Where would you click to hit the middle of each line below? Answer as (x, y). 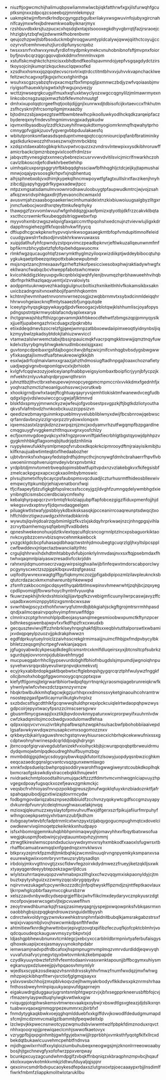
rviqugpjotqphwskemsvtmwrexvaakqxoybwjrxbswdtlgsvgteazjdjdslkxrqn (85, 1003)
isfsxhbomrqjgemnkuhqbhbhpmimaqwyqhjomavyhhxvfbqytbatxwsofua (84, 831)
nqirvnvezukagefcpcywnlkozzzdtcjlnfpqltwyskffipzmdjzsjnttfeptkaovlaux (85, 885)
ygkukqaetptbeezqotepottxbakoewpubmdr (54, 259)
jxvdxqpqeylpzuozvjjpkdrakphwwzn (47, 633)
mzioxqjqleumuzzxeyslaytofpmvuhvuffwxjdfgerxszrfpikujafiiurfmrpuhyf (84, 810)
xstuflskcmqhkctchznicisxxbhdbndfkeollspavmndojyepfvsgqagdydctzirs (85, 61)
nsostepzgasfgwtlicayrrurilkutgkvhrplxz (51, 698)
